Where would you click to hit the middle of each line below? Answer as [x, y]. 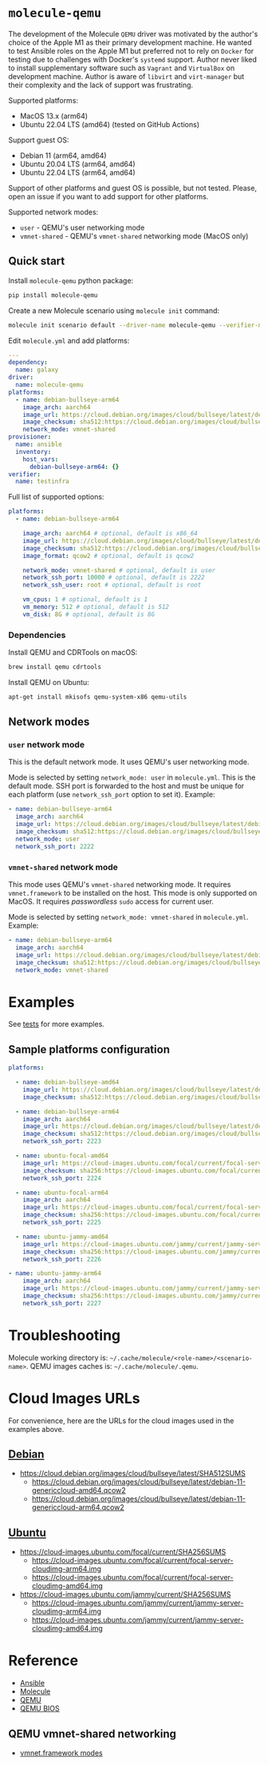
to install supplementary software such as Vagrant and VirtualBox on [122, 68]
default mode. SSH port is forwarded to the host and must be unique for [126, 786]
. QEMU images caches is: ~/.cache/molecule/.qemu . [112, 1366]
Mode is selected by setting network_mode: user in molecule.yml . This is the [132, 777]
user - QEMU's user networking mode [82, 227]
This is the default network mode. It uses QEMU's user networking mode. [129, 762]
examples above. [36, 1429]
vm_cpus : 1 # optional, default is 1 [85, 600]
